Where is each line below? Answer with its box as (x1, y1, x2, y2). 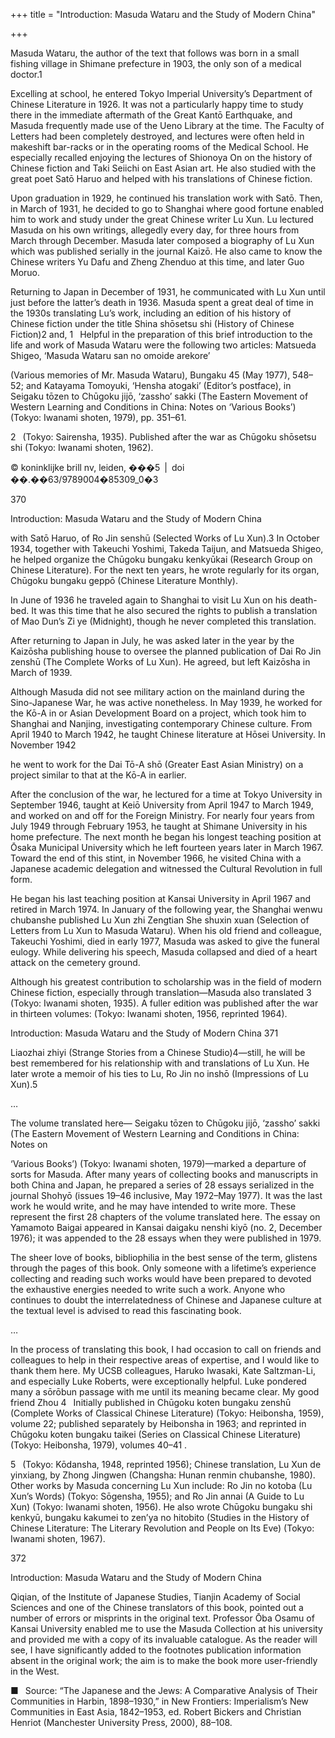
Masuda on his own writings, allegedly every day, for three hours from (10, 224, 300, 236)
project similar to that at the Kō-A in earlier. (10, 769, 187, 781)
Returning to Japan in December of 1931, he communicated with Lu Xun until (10, 286, 326, 298)
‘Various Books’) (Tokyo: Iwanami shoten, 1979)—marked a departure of (10, 1158, 307, 1169)
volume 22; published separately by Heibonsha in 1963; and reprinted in (10, 1418, 307, 1429)
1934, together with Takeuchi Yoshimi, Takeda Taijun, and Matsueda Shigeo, (10, 543, 324, 554)
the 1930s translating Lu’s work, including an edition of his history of (10, 307, 292, 319)
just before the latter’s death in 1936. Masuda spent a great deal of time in (10, 297, 314, 308)
